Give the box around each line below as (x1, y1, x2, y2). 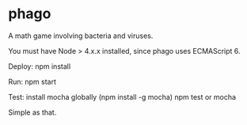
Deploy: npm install (8, 61, 71, 71)
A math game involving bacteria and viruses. (8, 31, 154, 40)
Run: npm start (8, 77, 57, 86)
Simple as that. (8, 108, 57, 117)
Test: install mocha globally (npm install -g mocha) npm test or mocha (8, 92, 236, 101)
